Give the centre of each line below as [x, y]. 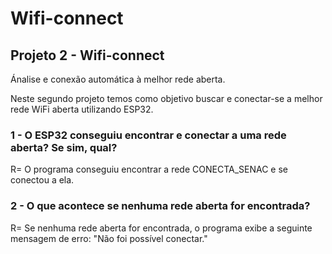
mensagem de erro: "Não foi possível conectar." [109, 238]
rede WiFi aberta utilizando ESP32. [82, 109]
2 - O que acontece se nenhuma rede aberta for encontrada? [160, 206]
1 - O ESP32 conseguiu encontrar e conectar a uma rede [148, 135]
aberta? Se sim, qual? [64, 147]
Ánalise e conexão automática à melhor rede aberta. [118, 79]
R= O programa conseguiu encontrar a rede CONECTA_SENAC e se [149, 169]
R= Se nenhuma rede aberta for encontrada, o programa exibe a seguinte [161, 228]
